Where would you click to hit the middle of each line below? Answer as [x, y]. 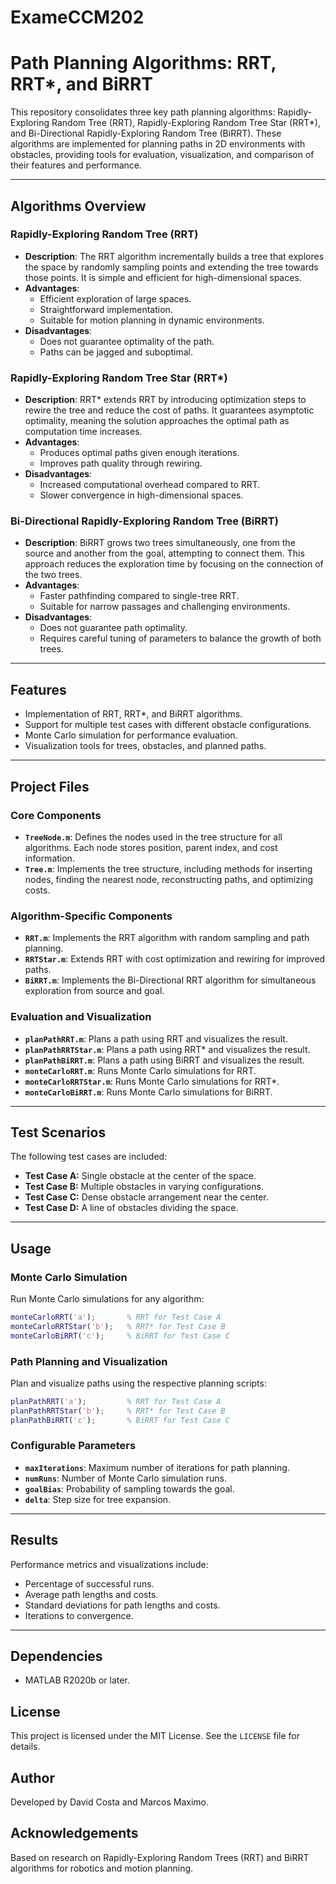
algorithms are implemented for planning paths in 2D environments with [158, 144]
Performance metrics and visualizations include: [109, 1564]
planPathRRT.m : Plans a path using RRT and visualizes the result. [156, 1038]
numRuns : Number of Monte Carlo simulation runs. [125, 1478]
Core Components [56, 815]
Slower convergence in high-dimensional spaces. [141, 495]
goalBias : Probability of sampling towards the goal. [129, 1488]
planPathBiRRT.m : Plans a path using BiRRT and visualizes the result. [164, 1060]
